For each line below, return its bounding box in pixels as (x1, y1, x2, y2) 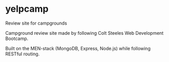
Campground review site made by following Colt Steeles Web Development (5, 30, 164, 36)
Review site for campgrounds (5, 20, 68, 26)
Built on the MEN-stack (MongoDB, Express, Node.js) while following (5, 45, 151, 51)
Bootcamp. (5, 35, 29, 42)
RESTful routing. (5, 51, 40, 57)
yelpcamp (5, 3, 49, 15)
